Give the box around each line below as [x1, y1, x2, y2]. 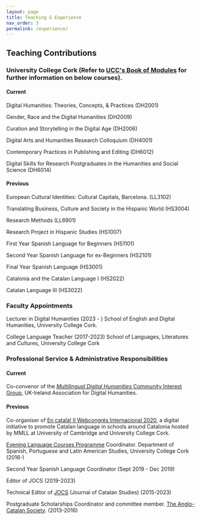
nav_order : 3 [6, 20, 39, 26]
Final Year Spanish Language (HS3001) [6, 263, 103, 271]
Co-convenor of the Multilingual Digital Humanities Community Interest [6, 383, 182, 390]
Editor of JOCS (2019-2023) [6, 477, 76, 484]
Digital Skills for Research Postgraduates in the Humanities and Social [6, 160, 179, 167]
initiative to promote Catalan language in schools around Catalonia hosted [6, 423, 189, 430]
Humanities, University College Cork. [6, 322, 98, 329]
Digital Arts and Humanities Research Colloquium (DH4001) [6, 136, 153, 144]
